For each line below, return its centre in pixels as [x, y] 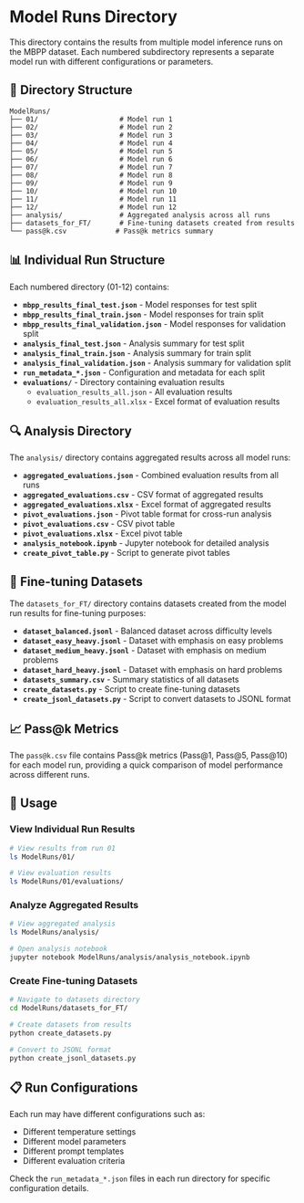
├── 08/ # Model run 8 [91, 175]
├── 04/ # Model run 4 [91, 143]
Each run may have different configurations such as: [107, 1114]
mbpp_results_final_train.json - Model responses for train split [143, 314]
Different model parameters [74, 1142]
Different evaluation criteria [74, 1161]
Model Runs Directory [93, 17]
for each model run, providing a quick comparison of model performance [147, 765]
